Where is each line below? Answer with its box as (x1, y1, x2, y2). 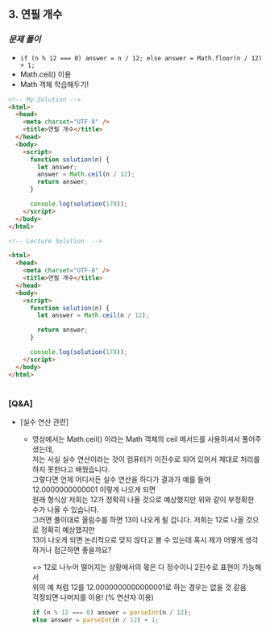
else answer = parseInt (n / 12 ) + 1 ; (31, 616, 160, 624)
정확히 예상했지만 (40, 525, 95, 534)
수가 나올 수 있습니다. (31, 505, 99, 514)
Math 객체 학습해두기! (19, 79, 89, 89)
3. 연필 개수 (8, 7, 63, 22)
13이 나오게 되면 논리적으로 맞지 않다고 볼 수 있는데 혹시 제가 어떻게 (31, 535, 243, 545)
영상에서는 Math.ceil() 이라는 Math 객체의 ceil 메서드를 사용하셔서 (31, 434, 240, 444)
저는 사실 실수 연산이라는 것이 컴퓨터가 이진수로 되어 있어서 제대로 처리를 (31, 455, 260, 464)
